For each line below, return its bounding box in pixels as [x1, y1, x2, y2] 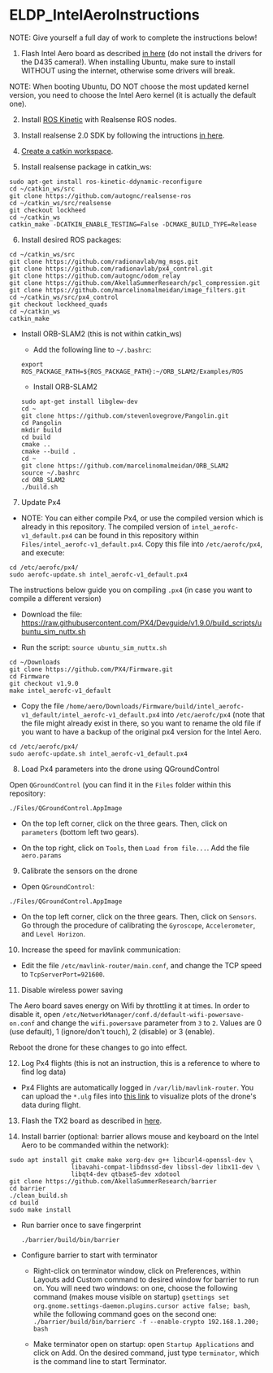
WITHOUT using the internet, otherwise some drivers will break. [20, 65, 236, 75]
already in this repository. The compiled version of [20, 521, 190, 531]
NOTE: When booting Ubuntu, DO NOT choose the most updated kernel [9, 81, 249, 91]
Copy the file [20, 700, 64, 710]
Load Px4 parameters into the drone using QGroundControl [20, 764, 220, 774]
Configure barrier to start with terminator [20, 1250, 158, 1260]
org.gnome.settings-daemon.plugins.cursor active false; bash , [32, 1301, 251, 1310]
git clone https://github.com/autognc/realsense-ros [9, 191, 192, 200]
